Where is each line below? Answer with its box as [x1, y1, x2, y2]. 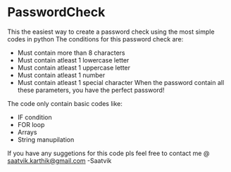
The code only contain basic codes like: [7, 99, 123, 107]
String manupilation [17, 135, 75, 144]
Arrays [17, 128, 37, 136]
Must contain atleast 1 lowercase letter [17, 55, 130, 64]
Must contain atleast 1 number [17, 71, 106, 79]
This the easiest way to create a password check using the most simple [7, 27, 215, 36]
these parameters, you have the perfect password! [17, 86, 165, 94]
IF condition [17, 113, 53, 121]
